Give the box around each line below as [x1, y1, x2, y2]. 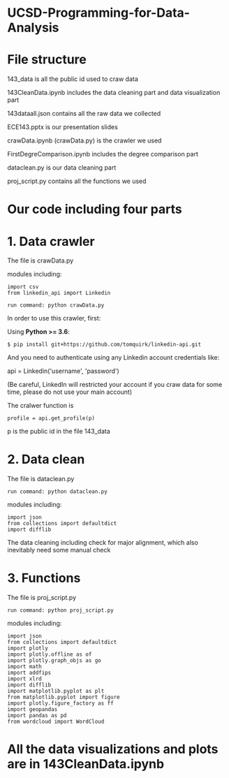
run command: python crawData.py [7, 302, 105, 309]
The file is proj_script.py [7, 594, 77, 602]
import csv [7, 284, 39, 291]
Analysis [7, 20, 59, 36]
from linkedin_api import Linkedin [7, 290, 111, 297]
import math [7, 663, 42, 670]
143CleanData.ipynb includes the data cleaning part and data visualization [7, 89, 221, 97]
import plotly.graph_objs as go [7, 657, 101, 664]
